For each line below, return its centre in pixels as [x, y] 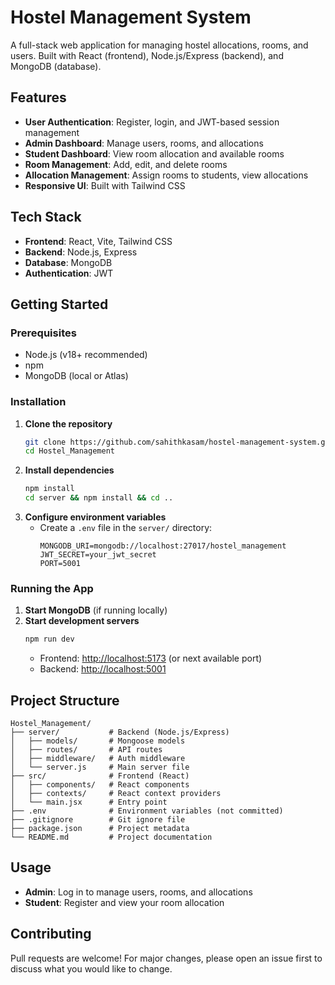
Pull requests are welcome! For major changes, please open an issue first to [166, 958]
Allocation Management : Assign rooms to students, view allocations [166, 175]
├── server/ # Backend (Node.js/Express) [120, 732]
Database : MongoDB [68, 262]
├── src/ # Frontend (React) [100, 776]
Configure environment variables [95, 517]
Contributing [51, 934]
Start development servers [82, 621]
